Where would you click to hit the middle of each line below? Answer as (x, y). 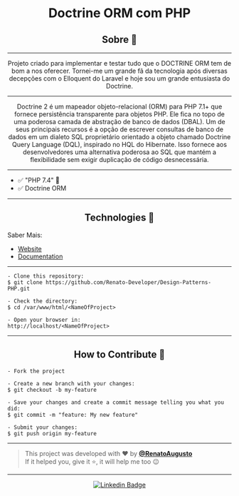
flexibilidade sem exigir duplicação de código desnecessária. (119, 160)
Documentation (40, 256)
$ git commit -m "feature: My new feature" (73, 415)
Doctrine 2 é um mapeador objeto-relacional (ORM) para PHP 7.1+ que (119, 106)
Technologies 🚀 (119, 218)
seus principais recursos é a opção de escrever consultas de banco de (119, 129)
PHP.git (19, 288)
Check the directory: (46, 301)
